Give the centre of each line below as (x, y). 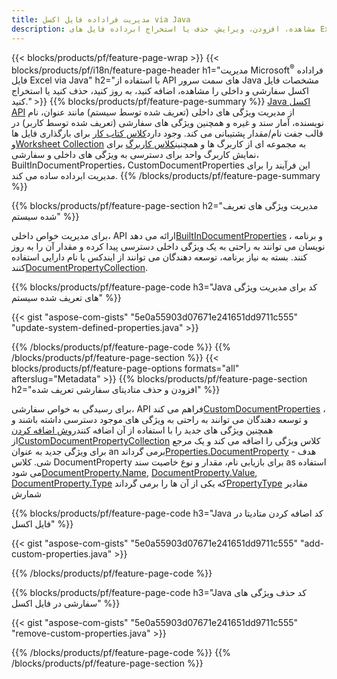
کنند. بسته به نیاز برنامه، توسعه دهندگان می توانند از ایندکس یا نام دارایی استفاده (159, 257)
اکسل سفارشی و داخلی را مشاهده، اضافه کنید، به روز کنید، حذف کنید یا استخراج (160, 91)
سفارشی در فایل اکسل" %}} (66, 603)
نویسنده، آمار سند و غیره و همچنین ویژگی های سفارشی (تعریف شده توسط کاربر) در (167, 123)
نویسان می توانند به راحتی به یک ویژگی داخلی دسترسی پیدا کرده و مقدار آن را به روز (168, 247)
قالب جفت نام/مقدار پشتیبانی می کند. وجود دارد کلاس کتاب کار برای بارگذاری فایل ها (167, 133)
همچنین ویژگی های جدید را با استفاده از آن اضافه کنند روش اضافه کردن (142, 430)
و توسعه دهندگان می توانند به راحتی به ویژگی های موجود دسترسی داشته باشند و (160, 420)
